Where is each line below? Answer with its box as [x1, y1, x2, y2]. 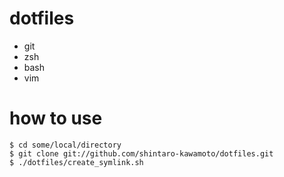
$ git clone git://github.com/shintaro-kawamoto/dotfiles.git [9, 148, 274, 159]
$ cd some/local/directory [9, 140, 122, 150]
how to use [9, 107, 103, 130]
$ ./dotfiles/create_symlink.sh [9, 157, 144, 167]
